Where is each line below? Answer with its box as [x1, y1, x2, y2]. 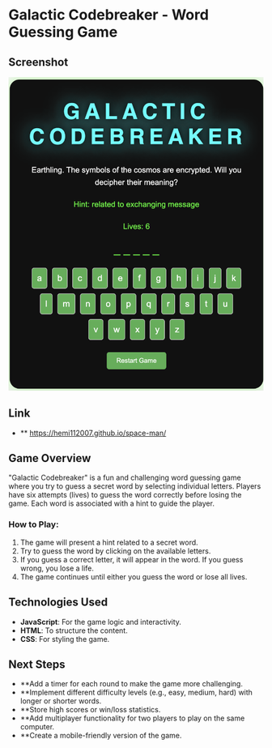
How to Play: [8, 519, 59, 530]
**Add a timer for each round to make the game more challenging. [19, 679, 243, 689]
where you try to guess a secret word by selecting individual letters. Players [8, 481, 261, 491]
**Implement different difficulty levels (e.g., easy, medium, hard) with [19, 687, 253, 698]
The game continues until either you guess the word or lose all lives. [19, 571, 248, 581]
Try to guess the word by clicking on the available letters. [19, 545, 211, 556]
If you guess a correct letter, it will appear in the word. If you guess [19, 554, 244, 564]
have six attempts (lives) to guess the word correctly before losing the [8, 490, 242, 500]
